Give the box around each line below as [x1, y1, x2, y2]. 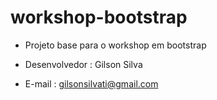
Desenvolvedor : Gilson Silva [24, 58, 143, 70]
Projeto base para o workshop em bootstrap [24, 39, 207, 51]
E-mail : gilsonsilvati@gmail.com [24, 77, 159, 90]
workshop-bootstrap [10, 6, 188, 29]
